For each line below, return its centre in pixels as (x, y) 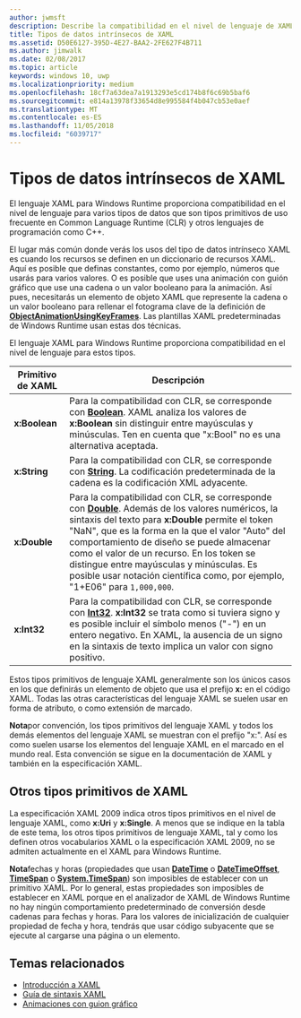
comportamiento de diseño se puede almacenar (170, 541)
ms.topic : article (43, 68)
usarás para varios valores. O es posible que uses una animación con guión (149, 278)
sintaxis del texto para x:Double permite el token (171, 519)
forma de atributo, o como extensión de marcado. (101, 708)
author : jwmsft (38, 17)
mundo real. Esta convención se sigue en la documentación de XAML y (141, 754)
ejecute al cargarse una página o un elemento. (95, 935)
